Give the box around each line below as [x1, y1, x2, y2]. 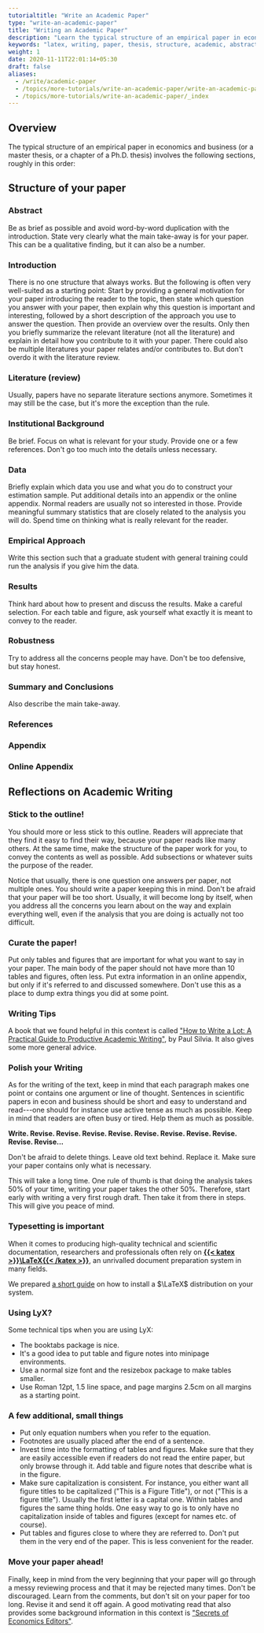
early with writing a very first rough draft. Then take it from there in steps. [8, 1193, 246, 1202]
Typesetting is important [8, 1221, 104, 1232]
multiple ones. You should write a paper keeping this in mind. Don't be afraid [8, 883, 256, 894]
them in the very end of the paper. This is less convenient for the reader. [19, 1537, 254, 1546]
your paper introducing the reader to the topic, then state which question [8, 294, 244, 304]
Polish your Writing [8, 1062, 83, 1073]
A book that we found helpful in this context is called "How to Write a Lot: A [8, 1026, 252, 1035]
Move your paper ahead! [8, 1557, 104, 1568]
